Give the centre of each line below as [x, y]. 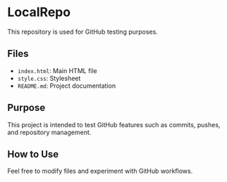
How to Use [33, 154]
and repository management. [49, 132]
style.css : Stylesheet [49, 78]
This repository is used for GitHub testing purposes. [83, 32]
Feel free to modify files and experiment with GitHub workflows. [100, 171]
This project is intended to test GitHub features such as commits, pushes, [114, 124]
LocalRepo [39, 12]
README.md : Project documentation [67, 86]
